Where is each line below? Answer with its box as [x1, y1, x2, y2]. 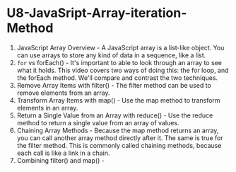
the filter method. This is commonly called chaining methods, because [16, 141, 222, 149]
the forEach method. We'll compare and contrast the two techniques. [16, 73, 218, 82]
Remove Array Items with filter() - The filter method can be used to [16, 81, 211, 89]
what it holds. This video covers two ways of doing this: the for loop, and [16, 66, 229, 74]
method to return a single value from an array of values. [16, 118, 179, 127]
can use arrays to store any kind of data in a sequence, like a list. [16, 51, 206, 59]
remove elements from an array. [16, 88, 110, 97]
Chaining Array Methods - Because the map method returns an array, [16, 126, 219, 134]
